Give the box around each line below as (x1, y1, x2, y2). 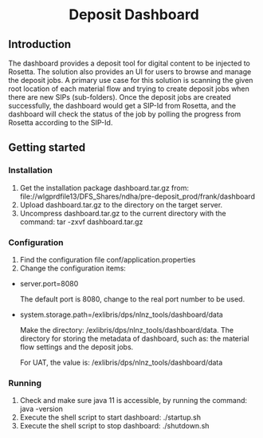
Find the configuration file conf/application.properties (19, 255, 196, 264)
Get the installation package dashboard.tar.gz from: (19, 183, 190, 192)
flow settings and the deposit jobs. (19, 341, 134, 352)
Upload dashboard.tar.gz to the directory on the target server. (19, 199, 223, 209)
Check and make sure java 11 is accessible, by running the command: (19, 396, 248, 405)
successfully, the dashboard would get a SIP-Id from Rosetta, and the (8, 101, 237, 110)
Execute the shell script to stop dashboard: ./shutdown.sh (19, 421, 210, 431)
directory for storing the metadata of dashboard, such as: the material (19, 333, 249, 343)
